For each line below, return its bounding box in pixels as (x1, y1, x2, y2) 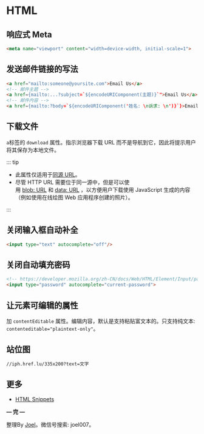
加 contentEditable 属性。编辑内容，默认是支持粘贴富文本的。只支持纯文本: (6, 317, 195, 325)
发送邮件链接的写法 (6, 64, 78, 75)
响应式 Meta (6, 29, 53, 39)
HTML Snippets (15, 396, 55, 403)
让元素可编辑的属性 (6, 300, 78, 310)
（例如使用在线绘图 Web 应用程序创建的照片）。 (15, 194, 134, 201)
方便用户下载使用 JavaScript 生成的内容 (91, 186, 191, 193)
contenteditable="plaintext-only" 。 (6, 325, 99, 332)
